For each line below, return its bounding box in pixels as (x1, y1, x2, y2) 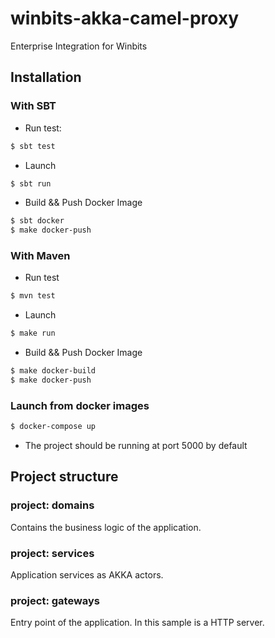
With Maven (10, 249, 71, 263)
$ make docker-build (10, 366, 97, 376)
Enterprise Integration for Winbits (10, 40, 148, 52)
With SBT (10, 99, 57, 113)
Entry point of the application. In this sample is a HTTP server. (10, 617, 265, 629)
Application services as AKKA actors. (10, 569, 164, 581)
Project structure (10, 468, 119, 486)
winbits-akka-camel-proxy (10, 7, 239, 30)
